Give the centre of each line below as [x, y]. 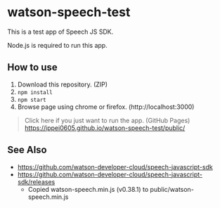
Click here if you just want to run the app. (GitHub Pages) [107, 120]
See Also [27, 150]
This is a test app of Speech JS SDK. [60, 32]
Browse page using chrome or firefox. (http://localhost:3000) [106, 107]
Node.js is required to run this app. [57, 45]
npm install [35, 92]
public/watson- [172, 189]
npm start [32, 100]
